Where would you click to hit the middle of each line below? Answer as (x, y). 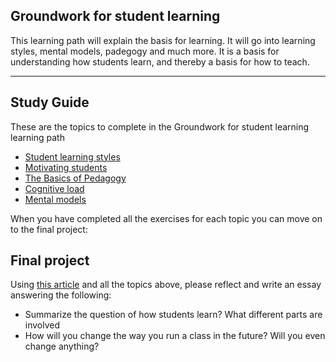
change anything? (62, 346)
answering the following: (61, 295)
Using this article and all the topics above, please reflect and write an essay (166, 285)
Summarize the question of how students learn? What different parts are (173, 315)
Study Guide (50, 102)
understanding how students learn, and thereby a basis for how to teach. (160, 61)
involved (42, 325)
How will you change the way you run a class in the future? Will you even (175, 336)
